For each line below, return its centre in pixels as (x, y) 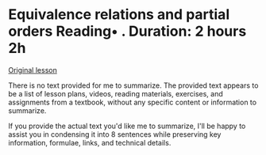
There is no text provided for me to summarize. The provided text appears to (133, 85)
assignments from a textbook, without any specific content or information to (132, 102)
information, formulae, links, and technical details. (90, 142)
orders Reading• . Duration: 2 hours (127, 31)
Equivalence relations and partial (119, 15)
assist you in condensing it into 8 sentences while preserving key (115, 134)
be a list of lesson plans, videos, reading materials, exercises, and (116, 93)
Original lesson (33, 70)
